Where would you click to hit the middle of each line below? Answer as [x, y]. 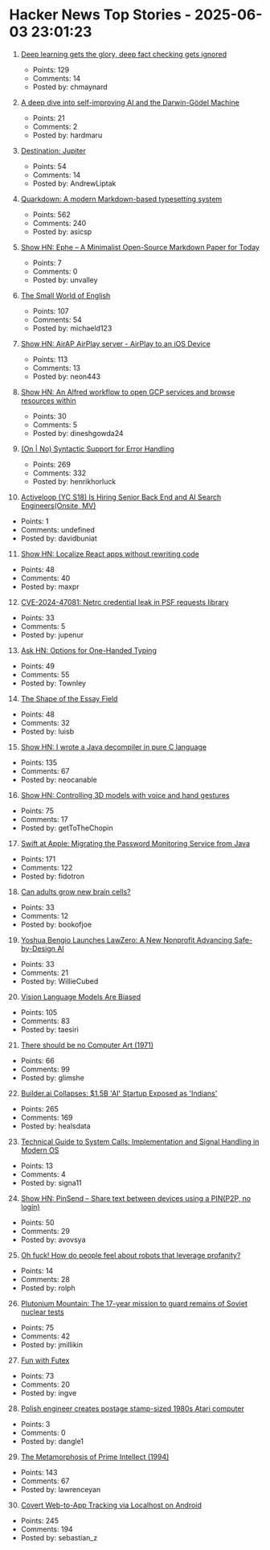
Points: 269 [52, 464]
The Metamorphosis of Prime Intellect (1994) [95, 1457]
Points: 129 [51, 69]
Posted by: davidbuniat [59, 538]
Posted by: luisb [47, 731]
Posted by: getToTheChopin [67, 828]
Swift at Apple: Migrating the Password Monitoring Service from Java [135, 843]
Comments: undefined [58, 529]
